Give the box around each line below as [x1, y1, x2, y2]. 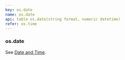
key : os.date [5, 7, 33, 12]
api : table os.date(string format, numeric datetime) [5, 16, 121, 21]
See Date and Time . [5, 49, 46, 55]
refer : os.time [5, 21, 37, 26]
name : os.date [5, 12, 35, 17]
